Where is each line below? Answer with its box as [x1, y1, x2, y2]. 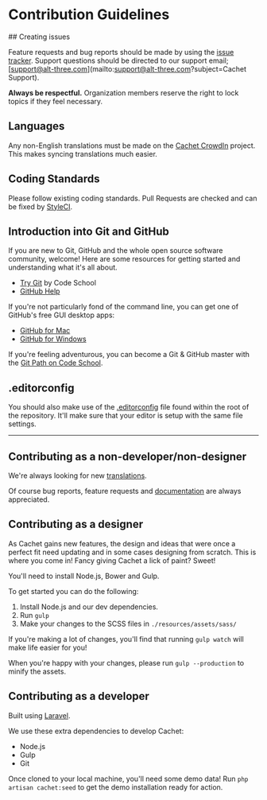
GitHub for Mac [19, 326, 71, 336]
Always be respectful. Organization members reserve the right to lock [8, 87, 239, 97]
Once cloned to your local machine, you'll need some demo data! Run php [8, 774, 249, 783]
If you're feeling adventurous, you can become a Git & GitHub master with [8, 350, 250, 359]
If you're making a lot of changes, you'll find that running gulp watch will [8, 634, 244, 643]
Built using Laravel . [8, 710, 71, 720]
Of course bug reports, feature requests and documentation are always [8, 487, 242, 495]
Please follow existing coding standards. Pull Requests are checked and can [8, 193, 257, 203]
